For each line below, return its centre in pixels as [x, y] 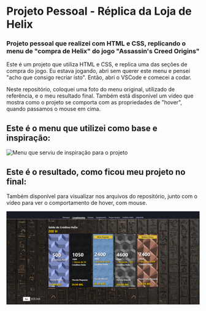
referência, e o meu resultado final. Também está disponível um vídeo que [100, 96]
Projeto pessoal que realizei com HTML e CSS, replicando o [96, 44]
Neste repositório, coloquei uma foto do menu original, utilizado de [91, 90]
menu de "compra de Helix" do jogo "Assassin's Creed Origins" [103, 52]
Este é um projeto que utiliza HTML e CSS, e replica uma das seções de [97, 64]
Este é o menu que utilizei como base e [82, 128]
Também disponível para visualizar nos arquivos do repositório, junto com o [102, 196]
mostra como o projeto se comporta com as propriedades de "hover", [94, 102]
